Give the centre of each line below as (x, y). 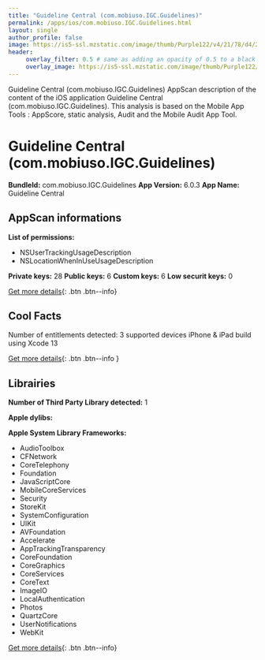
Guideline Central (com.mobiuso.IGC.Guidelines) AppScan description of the (132, 89)
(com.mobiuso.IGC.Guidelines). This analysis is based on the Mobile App (126, 106)
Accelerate (37, 540)
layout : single (33, 30)
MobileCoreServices (53, 490)
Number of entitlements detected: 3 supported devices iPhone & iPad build (130, 335)
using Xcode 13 (33, 343)
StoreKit (33, 507)
